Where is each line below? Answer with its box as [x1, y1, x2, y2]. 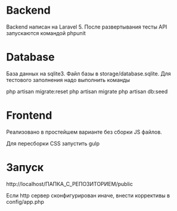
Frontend [6, 109, 52, 122]
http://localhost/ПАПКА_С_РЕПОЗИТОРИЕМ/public [6, 180, 133, 187]
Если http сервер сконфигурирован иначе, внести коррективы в [6, 191, 170, 199]
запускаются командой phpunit [6, 29, 86, 36]
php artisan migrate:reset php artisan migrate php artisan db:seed [6, 87, 168, 95]
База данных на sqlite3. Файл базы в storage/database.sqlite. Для [6, 70, 171, 77]
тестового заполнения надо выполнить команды [6, 76, 130, 83]
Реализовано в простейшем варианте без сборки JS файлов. [6, 128, 162, 136]
